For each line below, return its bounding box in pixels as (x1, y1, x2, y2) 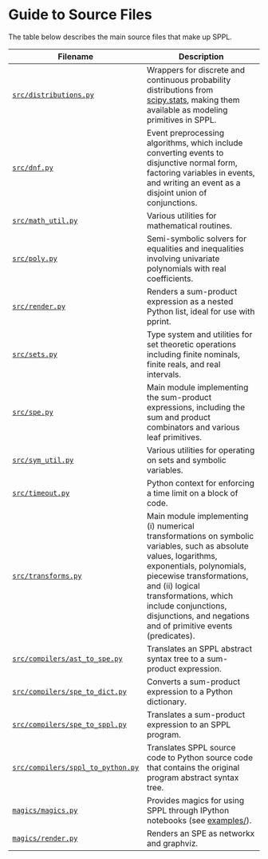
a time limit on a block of (146, 487, 238, 498)
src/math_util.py (12, 216, 78, 225)
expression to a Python (146, 686, 233, 697)
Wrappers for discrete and (146, 64, 246, 75)
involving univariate (146, 253, 220, 264)
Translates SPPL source (146, 742, 236, 753)
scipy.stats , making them (146, 94, 241, 105)
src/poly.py (12, 254, 58, 263)
